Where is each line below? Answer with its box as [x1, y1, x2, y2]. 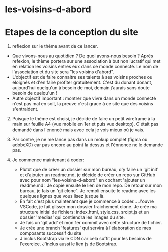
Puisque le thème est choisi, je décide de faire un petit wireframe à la [12, 116, 155, 122]
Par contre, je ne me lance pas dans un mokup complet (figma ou [12, 137, 148, 143]
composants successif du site [19, 230, 81, 236]
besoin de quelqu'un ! [12, 90, 57, 96]
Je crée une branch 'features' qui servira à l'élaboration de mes [19, 225, 151, 231]
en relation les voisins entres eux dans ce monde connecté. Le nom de [12, 64, 159, 70]
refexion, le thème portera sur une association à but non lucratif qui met [12, 58, 161, 64]
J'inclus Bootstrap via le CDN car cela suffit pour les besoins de [19, 236, 152, 242]
